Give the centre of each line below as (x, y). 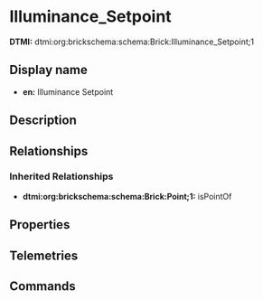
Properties (40, 225)
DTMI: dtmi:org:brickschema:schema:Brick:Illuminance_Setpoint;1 (132, 42)
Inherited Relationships (61, 176)
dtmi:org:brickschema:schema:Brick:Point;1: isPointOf (127, 196)
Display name (48, 70)
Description (43, 121)
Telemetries (44, 255)
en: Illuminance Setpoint (68, 91)
